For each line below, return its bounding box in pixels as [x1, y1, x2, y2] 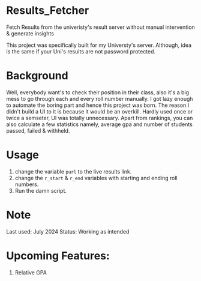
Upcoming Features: [6, 249, 110, 262]
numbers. [14, 181, 39, 188]
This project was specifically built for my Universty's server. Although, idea [6, 41, 192, 49]
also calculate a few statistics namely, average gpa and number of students [6, 121, 193, 128]
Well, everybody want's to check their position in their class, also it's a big [6, 88, 189, 96]
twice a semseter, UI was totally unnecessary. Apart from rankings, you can [6, 114, 193, 121]
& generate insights [6, 29, 54, 37]
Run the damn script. [14, 187, 67, 194]
